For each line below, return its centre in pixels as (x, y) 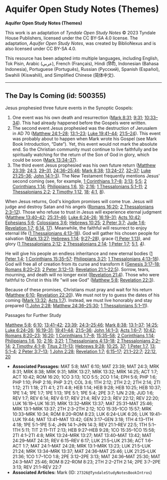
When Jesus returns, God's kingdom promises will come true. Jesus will (79, 201)
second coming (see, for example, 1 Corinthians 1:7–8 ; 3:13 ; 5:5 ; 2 (80, 181)
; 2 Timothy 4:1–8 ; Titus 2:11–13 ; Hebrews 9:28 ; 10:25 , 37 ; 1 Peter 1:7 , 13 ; (83, 346)
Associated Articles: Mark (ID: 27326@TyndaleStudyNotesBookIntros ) (82, 472)
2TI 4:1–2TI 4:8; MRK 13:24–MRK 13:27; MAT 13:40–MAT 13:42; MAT (82, 435)
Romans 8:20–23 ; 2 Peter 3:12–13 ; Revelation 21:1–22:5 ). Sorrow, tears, (78, 269)
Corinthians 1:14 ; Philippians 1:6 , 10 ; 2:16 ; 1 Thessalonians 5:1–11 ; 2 (80, 186)
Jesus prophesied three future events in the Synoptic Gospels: (69, 108)
